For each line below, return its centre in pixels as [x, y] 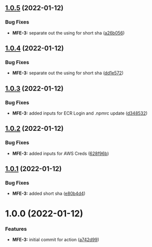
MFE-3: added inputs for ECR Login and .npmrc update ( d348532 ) [80, 113]
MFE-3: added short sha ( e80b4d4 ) [49, 193]
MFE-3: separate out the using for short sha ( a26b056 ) [68, 33]
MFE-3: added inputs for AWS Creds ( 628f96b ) [60, 153]
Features [16, 229]
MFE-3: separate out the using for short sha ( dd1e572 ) [68, 73]
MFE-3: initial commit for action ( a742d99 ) [56, 239]
